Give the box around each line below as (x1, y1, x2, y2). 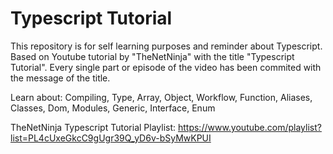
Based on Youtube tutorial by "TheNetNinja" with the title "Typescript (10, 50, 295, 62)
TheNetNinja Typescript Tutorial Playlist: (10, 121, 177, 133)
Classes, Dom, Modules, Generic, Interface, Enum (10, 102, 216, 114)
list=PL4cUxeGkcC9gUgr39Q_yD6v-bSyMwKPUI (10, 132, 212, 144)
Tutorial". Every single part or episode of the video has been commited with (10, 61, 322, 73)
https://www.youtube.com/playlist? (177, 121, 322, 133)
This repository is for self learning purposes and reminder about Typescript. (10, 40, 323, 52)
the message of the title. (10, 72, 111, 84)
